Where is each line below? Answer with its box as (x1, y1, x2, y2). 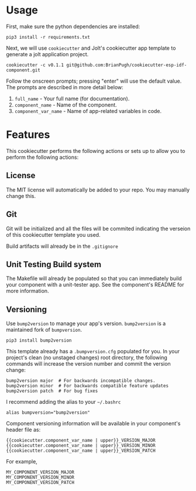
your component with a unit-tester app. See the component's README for (6, 281, 184, 288)
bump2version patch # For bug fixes (6, 388, 98, 394)
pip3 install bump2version (6, 337, 72, 343)
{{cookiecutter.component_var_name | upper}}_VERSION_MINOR (6, 443, 156, 449)
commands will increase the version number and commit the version (6, 360, 171, 367)
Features (6, 128, 50, 141)
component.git (6, 67, 41, 73)
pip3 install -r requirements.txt (6, 34, 91, 40)
